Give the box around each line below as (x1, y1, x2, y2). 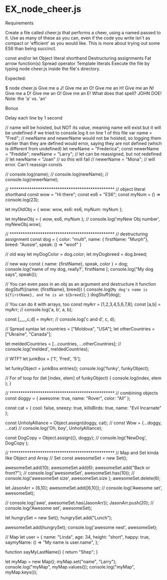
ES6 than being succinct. (5, 45, 56, 51)
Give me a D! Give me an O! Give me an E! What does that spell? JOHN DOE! (5, 90, 162, 96)
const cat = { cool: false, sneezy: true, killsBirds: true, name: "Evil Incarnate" (5, 405, 162, 411)
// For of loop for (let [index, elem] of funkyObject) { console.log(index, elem (5, 375, 162, 381)
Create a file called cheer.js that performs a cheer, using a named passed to (5, 29, 161, 35)
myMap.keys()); (5, 569, 38, 575)
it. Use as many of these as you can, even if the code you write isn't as (5, 35, 151, 41)
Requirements (5, 20, 34, 26)
